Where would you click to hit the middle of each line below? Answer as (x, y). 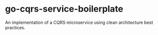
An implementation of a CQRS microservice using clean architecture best (79, 22)
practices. (15, 27)
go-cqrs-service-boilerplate (64, 9)
